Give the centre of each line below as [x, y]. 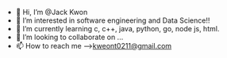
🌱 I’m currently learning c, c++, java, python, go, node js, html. [117, 29]
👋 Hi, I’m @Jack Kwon [52, 12]
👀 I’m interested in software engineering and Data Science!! [113, 20]
